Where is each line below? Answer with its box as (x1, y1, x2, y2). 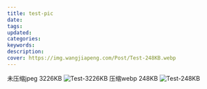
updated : (7, 29, 32, 36)
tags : (7, 23, 23, 29)
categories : (7, 36, 41, 42)
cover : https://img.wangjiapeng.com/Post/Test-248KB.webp (7, 55, 176, 62)
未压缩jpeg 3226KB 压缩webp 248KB (7, 74, 158, 82)
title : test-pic (7, 10, 53, 17)
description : (7, 49, 45, 55)
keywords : (7, 42, 36, 49)
